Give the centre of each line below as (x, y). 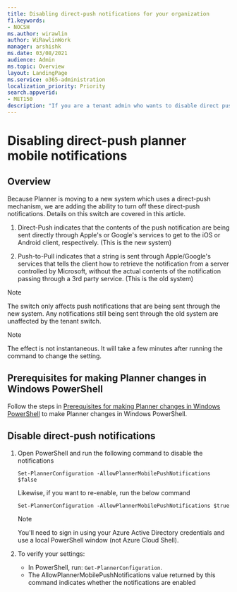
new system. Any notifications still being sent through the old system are (113, 313)
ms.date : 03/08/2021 (38, 54)
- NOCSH (19, 27)
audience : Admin (31, 60)
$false (27, 480)
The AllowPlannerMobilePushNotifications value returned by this (122, 575)
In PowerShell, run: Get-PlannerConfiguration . (95, 567)
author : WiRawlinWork (39, 40)
